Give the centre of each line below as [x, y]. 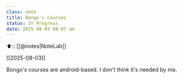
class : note [21, 12]
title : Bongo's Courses [36, 18]
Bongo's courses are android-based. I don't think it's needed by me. [92, 70]
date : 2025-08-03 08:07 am [40, 29]
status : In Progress [33, 23]
